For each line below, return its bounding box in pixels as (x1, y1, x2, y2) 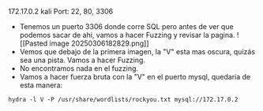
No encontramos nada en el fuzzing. (19, 64, 139, 73)
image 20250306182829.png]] (49, 39, 149, 48)
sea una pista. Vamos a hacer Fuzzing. (19, 55, 146, 65)
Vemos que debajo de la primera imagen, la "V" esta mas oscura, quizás (19, 47, 255, 56)
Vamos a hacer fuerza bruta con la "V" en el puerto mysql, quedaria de (19, 72, 251, 81)
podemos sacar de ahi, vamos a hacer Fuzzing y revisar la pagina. (19, 31, 235, 39)
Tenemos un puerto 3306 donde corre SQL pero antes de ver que (19, 22, 235, 31)
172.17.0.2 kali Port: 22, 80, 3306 (8, 7, 114, 16)
